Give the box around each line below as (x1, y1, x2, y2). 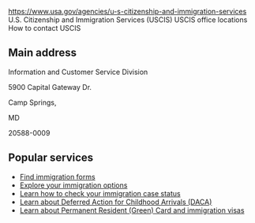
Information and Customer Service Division (8, 67, 148, 76)
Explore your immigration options (19, 180, 128, 190)
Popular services (8, 151, 94, 165)
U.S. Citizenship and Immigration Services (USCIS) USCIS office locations (8, 15, 248, 24)
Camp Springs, (8, 98, 57, 107)
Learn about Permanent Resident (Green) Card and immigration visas (19, 205, 245, 215)
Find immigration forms (19, 172, 96, 181)
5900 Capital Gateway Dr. (8, 82, 92, 91)
